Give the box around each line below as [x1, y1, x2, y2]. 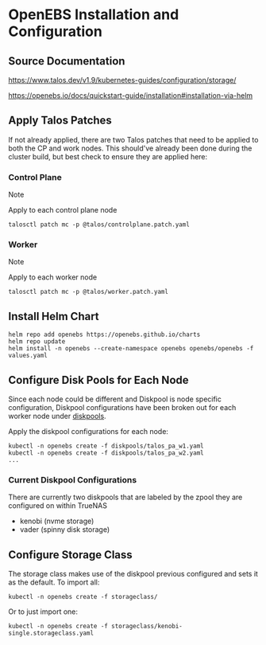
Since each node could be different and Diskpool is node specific [8, 394, 222, 404]
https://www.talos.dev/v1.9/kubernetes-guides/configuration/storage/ [8, 76, 237, 84]
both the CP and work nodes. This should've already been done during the [8, 143, 253, 153]
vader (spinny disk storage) [19, 525, 110, 534]
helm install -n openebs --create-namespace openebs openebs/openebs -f [8, 345, 254, 353]
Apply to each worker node [8, 272, 98, 282]
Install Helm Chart [8, 309, 99, 323]
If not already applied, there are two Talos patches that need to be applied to [8, 135, 259, 144]
